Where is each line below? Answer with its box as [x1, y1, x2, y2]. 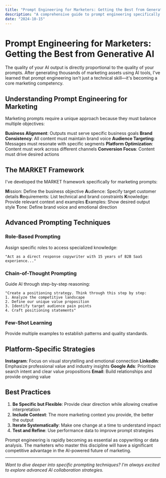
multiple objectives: [5, 121, 45, 127]
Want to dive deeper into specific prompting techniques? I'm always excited [5, 462, 160, 468]
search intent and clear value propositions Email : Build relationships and [5, 369, 152, 375]
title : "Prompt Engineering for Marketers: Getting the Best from [5, 7, 145, 12]
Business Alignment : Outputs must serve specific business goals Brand [5, 130, 153, 136]
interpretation [12, 406, 41, 412]
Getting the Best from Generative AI [5, 48, 155, 59]
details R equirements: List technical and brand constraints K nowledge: [5, 193, 149, 199]
